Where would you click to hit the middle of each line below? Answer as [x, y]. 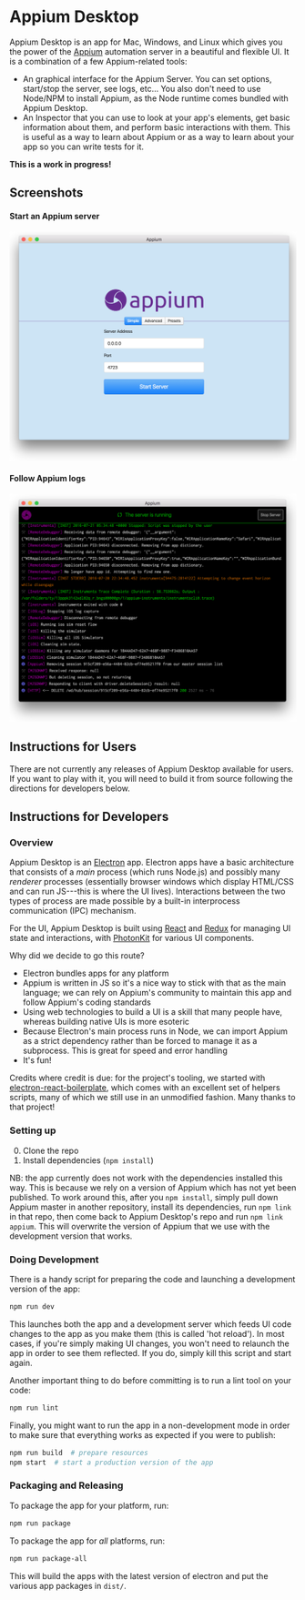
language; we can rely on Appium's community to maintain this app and [157, 993]
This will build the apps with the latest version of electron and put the [139, 1575]
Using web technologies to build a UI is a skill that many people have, [152, 1012]
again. [21, 1362]
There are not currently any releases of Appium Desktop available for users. [152, 769]
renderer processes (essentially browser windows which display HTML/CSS [152, 882]
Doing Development [54, 1260]
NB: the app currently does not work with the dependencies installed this [146, 1178]
